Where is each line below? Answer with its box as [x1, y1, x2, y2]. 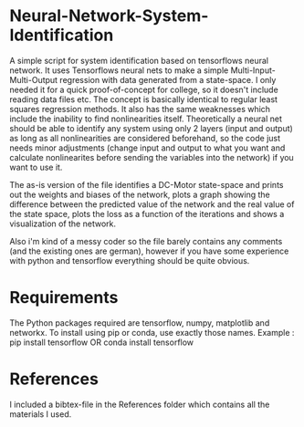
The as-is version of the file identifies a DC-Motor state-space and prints [9, 179, 284, 190]
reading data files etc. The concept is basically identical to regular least [9, 93, 278, 105]
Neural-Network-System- [9, 5, 209, 26]
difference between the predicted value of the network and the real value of [9, 198, 295, 210]
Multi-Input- [230, 65, 276, 76]
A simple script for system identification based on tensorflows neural [9, 55, 269, 66]
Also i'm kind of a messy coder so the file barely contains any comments [9, 235, 283, 246]
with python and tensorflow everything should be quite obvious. [9, 255, 250, 266]
